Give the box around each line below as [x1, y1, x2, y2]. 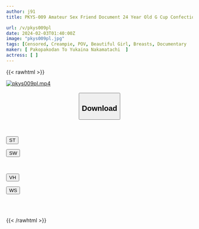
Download [82, 104, 117, 113]
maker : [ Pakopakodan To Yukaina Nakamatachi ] [6, 47, 129, 53]
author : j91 [6, 8, 36, 15]
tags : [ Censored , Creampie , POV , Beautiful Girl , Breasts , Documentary [6, 41, 187, 47]
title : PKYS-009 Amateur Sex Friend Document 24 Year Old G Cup [6, 14, 168, 20]
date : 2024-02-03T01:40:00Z [6, 30, 76, 36]
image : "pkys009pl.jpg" [6, 36, 65, 42]
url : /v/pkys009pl [6, 25, 52, 31]
